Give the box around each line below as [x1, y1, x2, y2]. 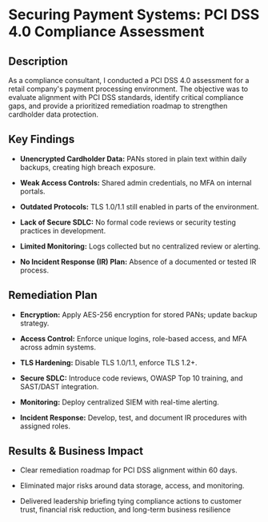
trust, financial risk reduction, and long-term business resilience [19, 505, 231, 515]
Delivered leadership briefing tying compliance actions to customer [19, 496, 242, 506]
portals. [19, 186, 46, 196]
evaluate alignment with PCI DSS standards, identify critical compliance [8, 93, 244, 102]
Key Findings [8, 133, 75, 146]
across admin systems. [19, 342, 97, 352]
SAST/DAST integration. [19, 381, 99, 391]
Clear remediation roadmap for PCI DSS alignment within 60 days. [19, 465, 238, 475]
